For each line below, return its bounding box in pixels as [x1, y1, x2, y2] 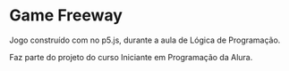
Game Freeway [9, 5, 123, 26]
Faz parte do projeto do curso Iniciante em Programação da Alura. [9, 51, 253, 62]
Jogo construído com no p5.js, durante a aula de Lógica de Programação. [9, 35, 281, 45]
